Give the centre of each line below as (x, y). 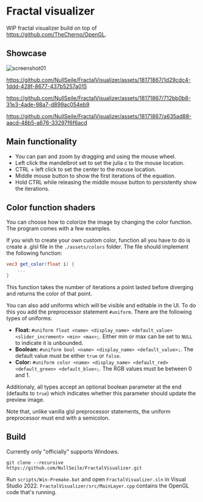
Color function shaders (51, 207)
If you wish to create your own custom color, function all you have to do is (98, 240)
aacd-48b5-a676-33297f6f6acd (47, 122)
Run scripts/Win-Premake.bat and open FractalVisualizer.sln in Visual (96, 479)
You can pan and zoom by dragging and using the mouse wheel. (95, 156)
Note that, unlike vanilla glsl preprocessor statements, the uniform (88, 411)
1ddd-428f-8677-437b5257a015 (47, 86)
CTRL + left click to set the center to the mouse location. (85, 169)
